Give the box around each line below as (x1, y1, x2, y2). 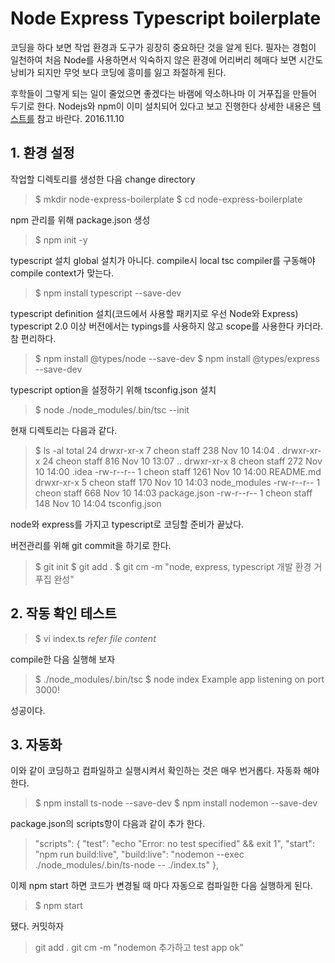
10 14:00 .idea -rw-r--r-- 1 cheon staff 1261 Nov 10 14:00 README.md (34, 465, 322, 477)
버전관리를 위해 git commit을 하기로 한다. (10, 539, 172, 551)
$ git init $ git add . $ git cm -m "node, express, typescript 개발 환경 (34, 560, 312, 572)
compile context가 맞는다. (10, 267, 115, 279)
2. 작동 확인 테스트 (10, 605, 117, 622)
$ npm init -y (34, 233, 88, 246)
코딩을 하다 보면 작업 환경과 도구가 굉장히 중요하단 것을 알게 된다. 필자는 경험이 (10, 41, 317, 53)
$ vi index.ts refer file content (34, 632, 157, 644)
